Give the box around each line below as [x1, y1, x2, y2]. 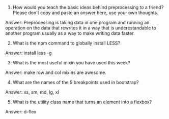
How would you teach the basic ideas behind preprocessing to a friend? [12, 5, 164, 10]
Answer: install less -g [5, 50, 52, 56]
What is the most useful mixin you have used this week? [12, 60, 131, 65]
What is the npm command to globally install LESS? [12, 40, 121, 46]
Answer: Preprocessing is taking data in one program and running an [5, 20, 150, 25]
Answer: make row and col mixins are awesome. [5, 69, 107, 75]
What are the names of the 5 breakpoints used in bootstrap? [12, 80, 139, 85]
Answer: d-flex [5, 109, 37, 114]
